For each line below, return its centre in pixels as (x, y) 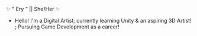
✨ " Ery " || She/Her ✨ (33, 9)
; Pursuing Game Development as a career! (67, 27)
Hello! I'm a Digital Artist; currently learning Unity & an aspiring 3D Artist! (103, 21)
